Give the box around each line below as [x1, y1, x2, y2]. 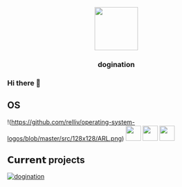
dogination [98, 59, 135, 69]
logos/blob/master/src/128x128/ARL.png [7, 134, 122, 142]
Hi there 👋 [7, 78, 42, 88]
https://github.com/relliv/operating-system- [11, 117, 136, 126]
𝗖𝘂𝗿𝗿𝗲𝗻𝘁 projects [7, 155, 85, 166]
